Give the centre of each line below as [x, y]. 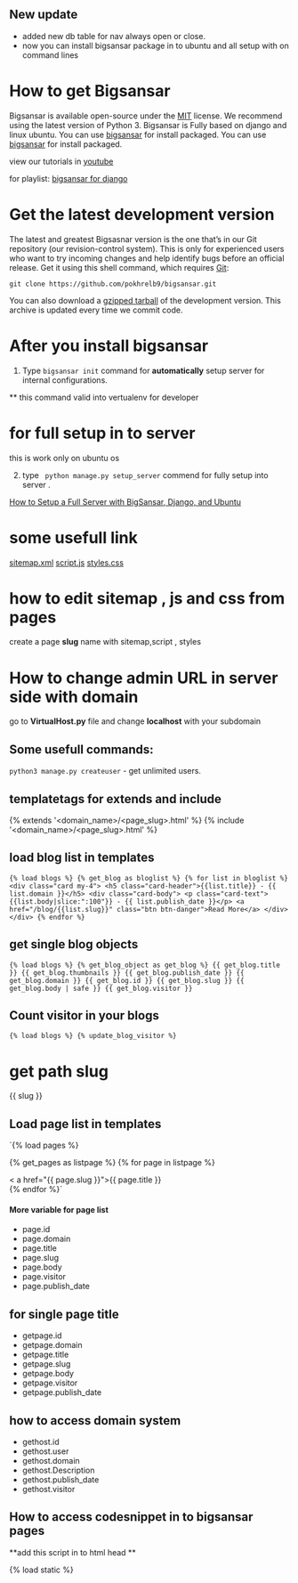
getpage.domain [52, 1345]
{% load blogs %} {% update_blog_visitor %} [93, 1036]
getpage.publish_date [62, 1392]
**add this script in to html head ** [72, 1552]
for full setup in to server [102, 433]
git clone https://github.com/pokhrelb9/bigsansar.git [113, 284]
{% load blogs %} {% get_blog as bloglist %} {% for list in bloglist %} [149, 878]
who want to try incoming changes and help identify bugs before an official [147, 258]
